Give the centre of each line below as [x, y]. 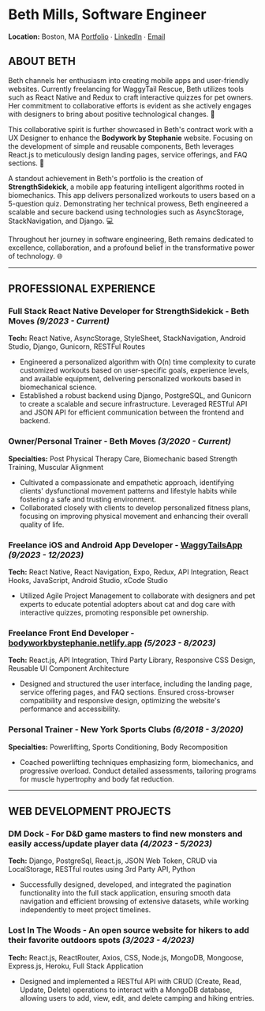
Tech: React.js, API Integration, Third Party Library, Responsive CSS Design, [132, 660]
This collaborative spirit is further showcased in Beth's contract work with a [131, 129]
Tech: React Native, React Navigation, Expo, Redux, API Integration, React [128, 572]
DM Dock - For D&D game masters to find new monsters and [125, 834]
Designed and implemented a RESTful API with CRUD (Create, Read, [131, 981]
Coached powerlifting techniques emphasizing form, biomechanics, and [136, 762]
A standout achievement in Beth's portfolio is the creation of [106, 178]
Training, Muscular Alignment [56, 467]
